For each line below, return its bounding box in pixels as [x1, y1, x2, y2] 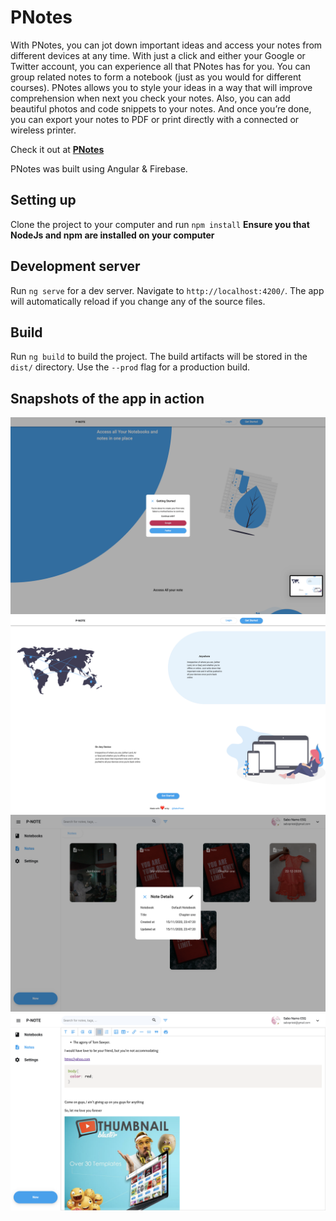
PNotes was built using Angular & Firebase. [10, 162, 188, 175]
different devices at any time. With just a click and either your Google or [10, 49, 306, 61]
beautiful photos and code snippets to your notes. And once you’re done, [10, 102, 312, 115]
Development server [10, 258, 141, 275]
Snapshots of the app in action [10, 390, 205, 407]
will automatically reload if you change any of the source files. [10, 295, 266, 307]
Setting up [10, 192, 77, 209]
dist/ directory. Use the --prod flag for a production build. [10, 361, 250, 373]
